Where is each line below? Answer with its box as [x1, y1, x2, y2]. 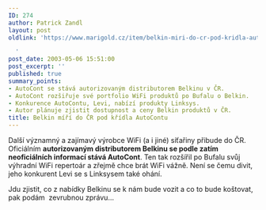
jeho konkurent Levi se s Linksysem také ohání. [8, 169, 162, 178]
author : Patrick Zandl [8, 19, 83, 27]
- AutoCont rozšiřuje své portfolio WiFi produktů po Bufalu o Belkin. [8, 92, 249, 99]
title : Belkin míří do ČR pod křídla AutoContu [8, 114, 169, 122]
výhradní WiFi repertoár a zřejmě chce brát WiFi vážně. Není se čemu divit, [8, 161, 253, 170]
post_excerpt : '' [8, 62, 66, 71]
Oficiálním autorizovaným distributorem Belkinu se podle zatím [8, 144, 219, 153]
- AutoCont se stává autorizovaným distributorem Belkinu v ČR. [8, 84, 225, 92]
